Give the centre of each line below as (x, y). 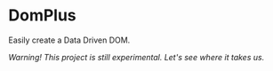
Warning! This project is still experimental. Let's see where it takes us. (136, 57)
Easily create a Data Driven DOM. (69, 40)
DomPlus (42, 16)
